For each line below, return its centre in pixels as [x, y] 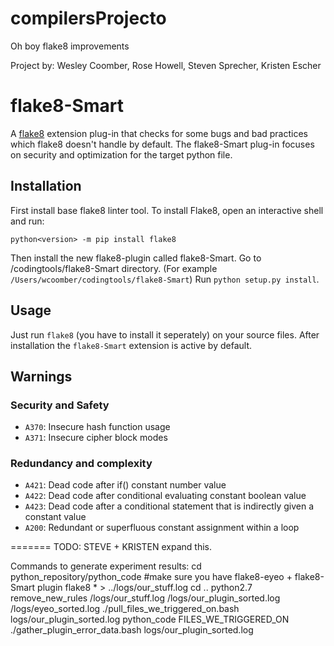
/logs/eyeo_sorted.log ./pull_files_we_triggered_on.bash [125, 609]
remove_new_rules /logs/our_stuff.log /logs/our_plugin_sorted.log [145, 598]
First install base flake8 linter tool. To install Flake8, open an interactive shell [167, 210]
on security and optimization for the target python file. [121, 154]
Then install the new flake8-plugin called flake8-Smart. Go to [136, 258]
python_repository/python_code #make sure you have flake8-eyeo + [151, 577]
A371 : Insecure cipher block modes [96, 438]
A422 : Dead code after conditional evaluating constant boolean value [165, 496]
